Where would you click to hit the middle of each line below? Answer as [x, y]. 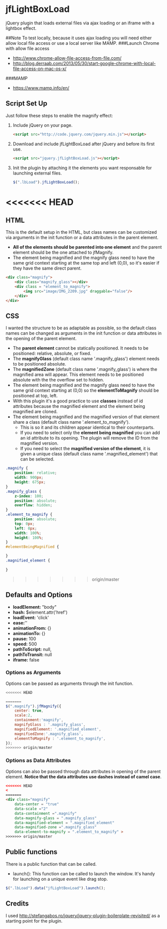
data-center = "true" [37, 804]
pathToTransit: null [32, 654]
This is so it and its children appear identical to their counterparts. [87, 427]
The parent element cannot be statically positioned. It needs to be [81, 348]
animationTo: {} [29, 633]
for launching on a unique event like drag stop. [60, 879]
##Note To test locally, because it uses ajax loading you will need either [79, 38]
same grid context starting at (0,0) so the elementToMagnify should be [86, 390]
